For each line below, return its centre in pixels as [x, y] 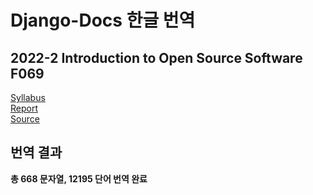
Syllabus [28, 97]
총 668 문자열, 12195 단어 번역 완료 [79, 178]
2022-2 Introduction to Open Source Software [156, 57]
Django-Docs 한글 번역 [103, 20]
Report [24, 108]
